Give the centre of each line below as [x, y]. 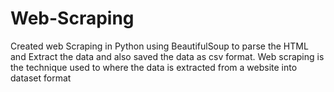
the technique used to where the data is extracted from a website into [154, 67]
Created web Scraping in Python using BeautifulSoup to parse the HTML [159, 46]
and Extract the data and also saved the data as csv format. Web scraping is [167, 56]
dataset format [41, 78]
